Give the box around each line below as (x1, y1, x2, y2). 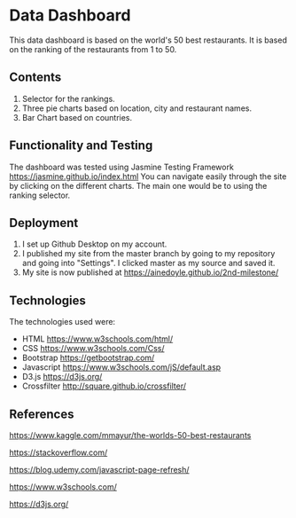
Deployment (9, 215, 79, 231)
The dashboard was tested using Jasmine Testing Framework (9, 161, 235, 172)
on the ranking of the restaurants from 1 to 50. (9, 43, 177, 54)
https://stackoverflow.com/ (9, 447, 108, 458)
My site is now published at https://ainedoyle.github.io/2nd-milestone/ (21, 267, 279, 278)
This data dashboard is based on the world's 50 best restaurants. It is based (9, 35, 288, 45)
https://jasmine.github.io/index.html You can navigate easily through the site (9, 170, 287, 182)
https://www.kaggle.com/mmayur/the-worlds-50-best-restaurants (9, 430, 252, 440)
